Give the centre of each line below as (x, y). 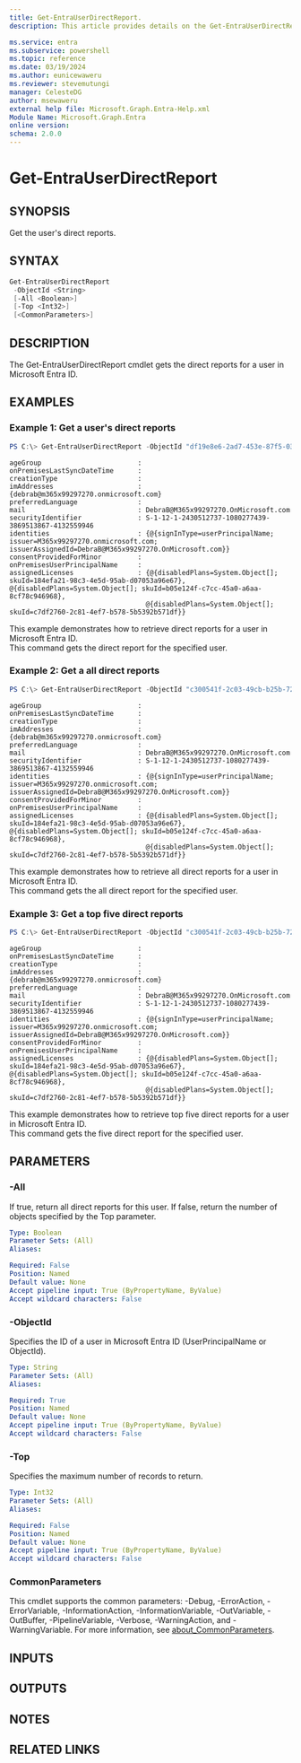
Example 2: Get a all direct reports (84, 671)
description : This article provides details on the (107, 26)
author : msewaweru (43, 100)
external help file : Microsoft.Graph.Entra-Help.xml (110, 109)
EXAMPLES (42, 402)
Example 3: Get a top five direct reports (96, 913)
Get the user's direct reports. (63, 233)
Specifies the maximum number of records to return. (106, 1476)
